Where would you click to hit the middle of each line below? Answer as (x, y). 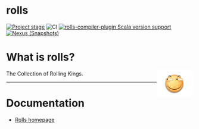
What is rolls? (41, 57)
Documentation (46, 103)
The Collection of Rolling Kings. (45, 73)
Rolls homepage (35, 119)
